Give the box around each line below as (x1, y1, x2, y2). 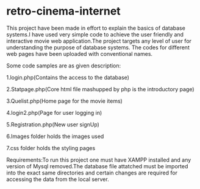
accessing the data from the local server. (6, 175, 109, 183)
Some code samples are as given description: (6, 62, 121, 69)
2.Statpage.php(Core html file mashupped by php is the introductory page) (6, 85, 195, 92)
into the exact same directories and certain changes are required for (6, 169, 178, 176)
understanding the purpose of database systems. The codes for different (6, 44, 190, 51)
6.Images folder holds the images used (6, 132, 104, 140)
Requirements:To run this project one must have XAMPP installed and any (6, 156, 191, 163)
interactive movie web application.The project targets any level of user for (6, 37, 192, 44)
